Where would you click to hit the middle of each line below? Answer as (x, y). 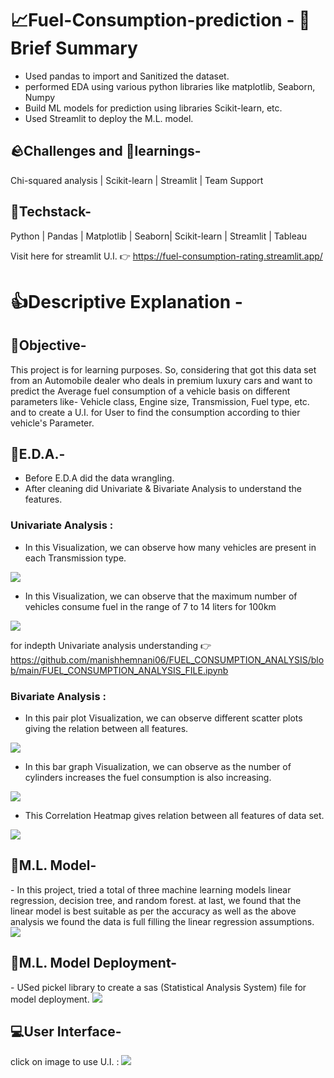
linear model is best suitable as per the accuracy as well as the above (153, 911)
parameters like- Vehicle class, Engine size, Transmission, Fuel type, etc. (160, 401)
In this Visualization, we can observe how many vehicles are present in (170, 547)
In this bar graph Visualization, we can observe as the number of (158, 766)
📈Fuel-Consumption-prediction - (152, 20)
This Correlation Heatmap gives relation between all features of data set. (174, 815)
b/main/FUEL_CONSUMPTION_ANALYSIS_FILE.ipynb (119, 670)
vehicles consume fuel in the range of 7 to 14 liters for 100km (150, 606)
